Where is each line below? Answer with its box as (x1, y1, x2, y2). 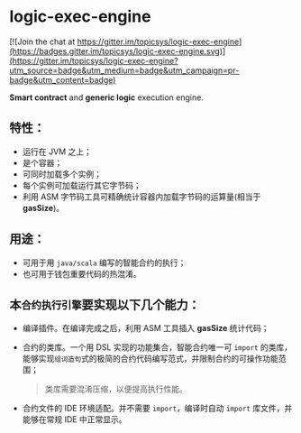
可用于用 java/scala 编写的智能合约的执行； (22, 257, 187, 268)
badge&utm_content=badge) (9, 74, 116, 85)
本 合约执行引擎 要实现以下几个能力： (9, 297, 201, 312)
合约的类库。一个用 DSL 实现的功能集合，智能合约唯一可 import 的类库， (22, 342, 293, 353)
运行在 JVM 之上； (22, 146, 92, 157)
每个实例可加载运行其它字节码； (22, 180, 141, 190)
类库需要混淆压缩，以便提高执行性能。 (44, 383, 187, 394)
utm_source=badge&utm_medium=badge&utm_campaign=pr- (9, 65, 240, 76)
